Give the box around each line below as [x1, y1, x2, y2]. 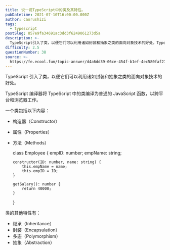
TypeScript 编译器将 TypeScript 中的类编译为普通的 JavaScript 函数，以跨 [5, 90, 159, 96]
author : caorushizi [5, 17, 47, 22]
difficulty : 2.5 [5, 45, 39, 50]
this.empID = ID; [22, 169, 58, 174]
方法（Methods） [12, 140, 49, 146]
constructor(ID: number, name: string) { [12, 160, 101, 165]
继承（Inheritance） [12, 221, 55, 227]
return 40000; [22, 186, 52, 191]
